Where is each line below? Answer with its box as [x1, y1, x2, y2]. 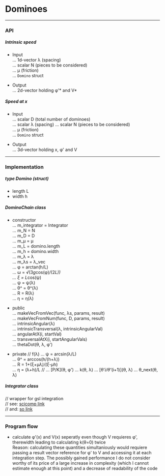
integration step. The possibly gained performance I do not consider [12, 455, 151, 461]
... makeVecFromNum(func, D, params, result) [12, 315, 105, 321]
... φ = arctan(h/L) [12, 264, 49, 270]
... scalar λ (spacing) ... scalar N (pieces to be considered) [12, 121, 130, 127]
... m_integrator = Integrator [12, 222, 68, 228]
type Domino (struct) [5, 176, 49, 181]
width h [12, 193, 28, 199]
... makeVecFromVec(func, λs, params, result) [12, 310, 105, 316]
